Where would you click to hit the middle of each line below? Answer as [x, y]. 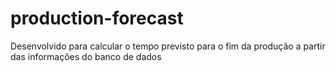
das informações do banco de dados [86, 56]
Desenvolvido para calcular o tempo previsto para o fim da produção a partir [168, 46]
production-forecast [97, 18]
